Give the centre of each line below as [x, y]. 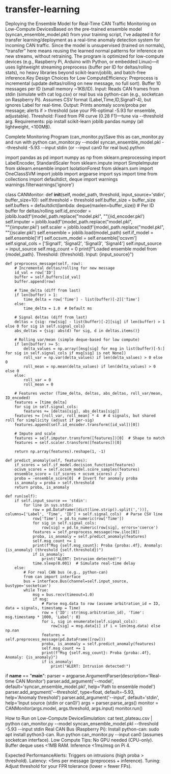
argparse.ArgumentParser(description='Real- [113, 675]
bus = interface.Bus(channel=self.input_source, [76, 581]
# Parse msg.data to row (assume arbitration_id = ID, [101, 604]
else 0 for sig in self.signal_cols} [45, 326]
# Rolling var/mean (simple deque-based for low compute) [77, 339]
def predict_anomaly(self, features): [46, 460]
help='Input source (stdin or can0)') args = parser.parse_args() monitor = [82, 703]
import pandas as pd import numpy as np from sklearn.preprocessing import [85, 157]
